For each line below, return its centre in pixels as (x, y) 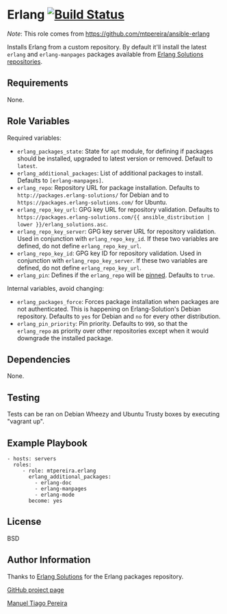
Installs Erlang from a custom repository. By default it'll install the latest (107, 47)
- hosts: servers (32, 459)
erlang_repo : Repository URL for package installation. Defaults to (108, 187)
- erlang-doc (53, 483)
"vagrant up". (26, 421)
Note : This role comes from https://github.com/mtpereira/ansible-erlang (108, 34)
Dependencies (39, 359)
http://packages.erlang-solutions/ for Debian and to (93, 195)
